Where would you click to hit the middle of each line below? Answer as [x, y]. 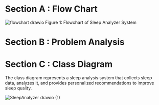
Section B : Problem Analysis [65, 42]
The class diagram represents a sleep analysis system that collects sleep [79, 78]
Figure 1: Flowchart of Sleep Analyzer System [91, 22]
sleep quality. [19, 88]
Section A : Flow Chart [51, 9]
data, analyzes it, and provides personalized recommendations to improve [79, 83]
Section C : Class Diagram [59, 64]
